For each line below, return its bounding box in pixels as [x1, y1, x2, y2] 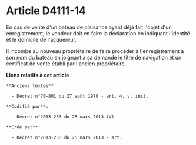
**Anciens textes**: [6, 83, 57, 89]
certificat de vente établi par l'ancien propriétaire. [6, 60, 127, 67]
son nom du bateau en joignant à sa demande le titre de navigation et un [6, 54, 182, 61]
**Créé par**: [6, 124, 41, 130]
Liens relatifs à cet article [6, 71, 69, 78]
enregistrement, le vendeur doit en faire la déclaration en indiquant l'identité [6, 29, 190, 37]
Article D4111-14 [6, 4, 87, 18]
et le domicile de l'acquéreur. [6, 36, 77, 43]
